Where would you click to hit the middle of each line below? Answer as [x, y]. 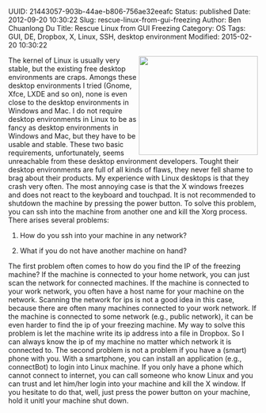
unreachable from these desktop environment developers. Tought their [123, 161]
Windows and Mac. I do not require [65, 111]
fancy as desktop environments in [63, 127]
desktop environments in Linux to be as [72, 119]
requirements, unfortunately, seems [66, 153]
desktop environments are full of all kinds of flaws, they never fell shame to [131, 170]
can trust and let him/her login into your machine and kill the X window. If [127, 384]
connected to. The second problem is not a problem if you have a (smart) [127, 350]
